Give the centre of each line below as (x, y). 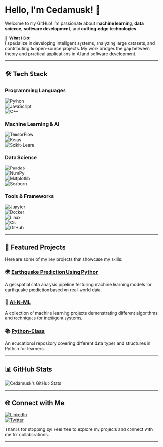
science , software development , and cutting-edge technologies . (72, 28)
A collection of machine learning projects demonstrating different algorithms (81, 313)
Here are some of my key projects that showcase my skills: (64, 259)
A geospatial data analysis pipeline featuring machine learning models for (78, 284)
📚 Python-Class (25, 331)
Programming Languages (36, 91)
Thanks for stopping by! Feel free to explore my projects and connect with (79, 429)
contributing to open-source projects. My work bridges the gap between (78, 48)
